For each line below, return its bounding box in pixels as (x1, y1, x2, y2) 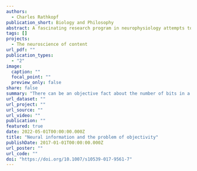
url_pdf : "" (6, 47, 35, 53)
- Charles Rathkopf (11, 14, 59, 20)
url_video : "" (6, 112, 41, 118)
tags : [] (6, 31, 28, 36)
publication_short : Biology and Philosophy (6, 19, 114, 25)
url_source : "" (6, 107, 43, 113)
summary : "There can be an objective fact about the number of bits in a (6, 90, 191, 96)
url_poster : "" (6, 145, 43, 151)
